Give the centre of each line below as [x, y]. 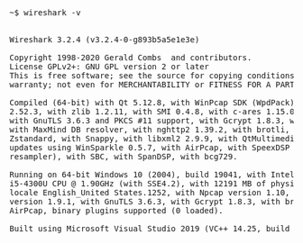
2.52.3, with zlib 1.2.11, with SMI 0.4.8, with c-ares [135, 112]
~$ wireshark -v [45, 13]
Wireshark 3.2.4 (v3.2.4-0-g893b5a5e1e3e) [105, 40]
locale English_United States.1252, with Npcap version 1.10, [150, 193]
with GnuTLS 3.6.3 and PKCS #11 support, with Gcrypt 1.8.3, [147, 121]
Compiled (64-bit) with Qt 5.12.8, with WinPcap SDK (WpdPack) [152, 103]
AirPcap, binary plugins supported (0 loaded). [116, 211]
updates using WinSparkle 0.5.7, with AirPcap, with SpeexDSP [150, 148]
